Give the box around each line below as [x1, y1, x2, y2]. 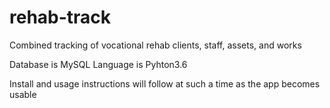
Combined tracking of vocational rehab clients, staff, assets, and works [9, 39, 302, 51]
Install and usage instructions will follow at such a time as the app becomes [9, 77, 321, 90]
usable [9, 88, 37, 100]
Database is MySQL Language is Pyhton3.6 [9, 58, 188, 70]
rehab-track [9, 6, 112, 29]
